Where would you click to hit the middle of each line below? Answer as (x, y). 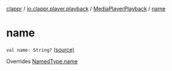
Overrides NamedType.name (42, 61)
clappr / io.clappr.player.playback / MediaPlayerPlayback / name (86, 9)
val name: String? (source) (40, 49)
